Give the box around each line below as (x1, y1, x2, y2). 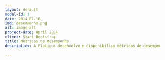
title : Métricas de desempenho (5, 39, 69, 44)
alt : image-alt (5, 25, 36, 30)
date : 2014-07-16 (5, 16, 41, 21)
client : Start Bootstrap (5, 35, 56, 40)
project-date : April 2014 (5, 30, 58, 35)
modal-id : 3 (5, 12, 29, 17)
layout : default (5, 7, 38, 12)
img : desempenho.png (5, 20, 48, 26)
